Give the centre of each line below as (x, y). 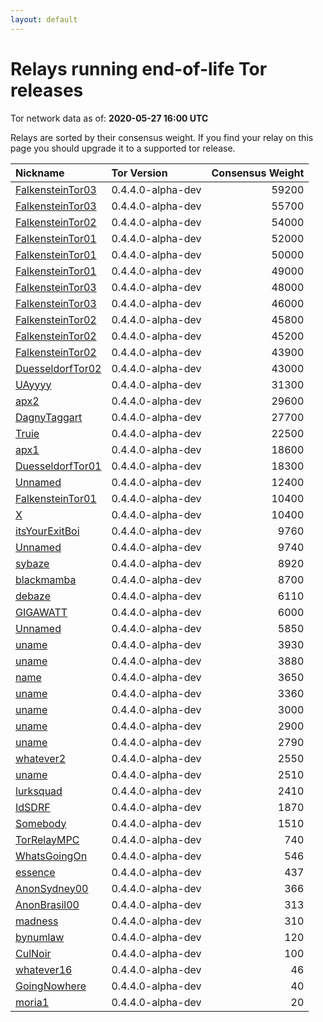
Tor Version (139, 173)
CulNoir (33, 953)
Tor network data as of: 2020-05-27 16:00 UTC (109, 118)
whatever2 (41, 758)
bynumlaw (40, 937)
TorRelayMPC (47, 839)
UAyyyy (33, 384)
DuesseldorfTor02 (58, 368)
